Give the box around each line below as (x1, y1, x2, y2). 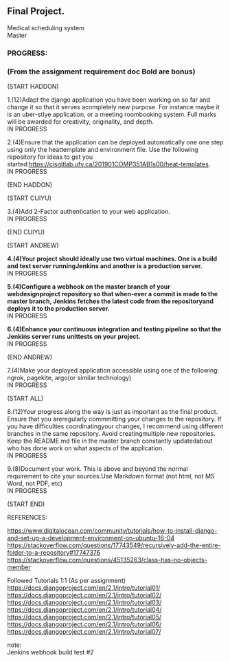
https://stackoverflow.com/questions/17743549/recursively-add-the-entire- (7, 541, 221, 549)
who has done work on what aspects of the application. (7, 444, 164, 452)
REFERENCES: (7, 514, 48, 522)
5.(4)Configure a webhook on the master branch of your (7, 283, 170, 291)
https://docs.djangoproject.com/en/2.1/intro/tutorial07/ (7, 628, 161, 636)
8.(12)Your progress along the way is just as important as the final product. (7, 408, 218, 416)
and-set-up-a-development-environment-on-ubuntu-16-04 (7, 534, 175, 542)
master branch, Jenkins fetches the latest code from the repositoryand (7, 297, 214, 305)
